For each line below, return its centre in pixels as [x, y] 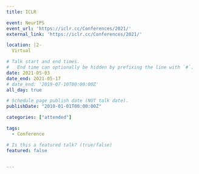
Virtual [22, 51]
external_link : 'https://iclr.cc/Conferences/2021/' [74, 34]
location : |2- [24, 45]
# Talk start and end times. [43, 62]
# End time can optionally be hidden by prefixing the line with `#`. [100, 67]
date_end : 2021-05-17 [34, 79]
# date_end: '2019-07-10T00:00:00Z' [52, 84]
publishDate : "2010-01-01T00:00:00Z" [54, 107]
